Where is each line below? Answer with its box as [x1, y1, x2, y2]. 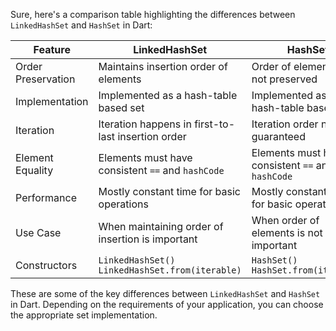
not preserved [251, 72, 318, 86]
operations [98, 197, 149, 211]
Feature [33, 43, 71, 56]
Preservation [15, 72, 76, 86]
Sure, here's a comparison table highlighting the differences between [10, 9, 296, 20]
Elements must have [98, 151, 193, 164]
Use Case [15, 226, 62, 239]
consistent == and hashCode [98, 164, 225, 177]
